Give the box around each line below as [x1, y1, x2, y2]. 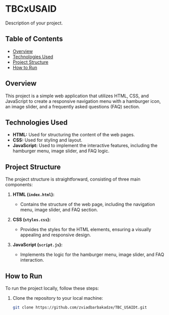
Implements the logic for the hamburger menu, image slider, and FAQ [20, 251, 164, 257]
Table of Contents [5, 35, 63, 43]
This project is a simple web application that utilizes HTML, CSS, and [5, 93, 149, 99]
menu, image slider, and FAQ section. [20, 207, 98, 213]
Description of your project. [5, 20, 63, 26]
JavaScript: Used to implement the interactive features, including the [12, 142, 158, 149]
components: [5, 182, 33, 188]
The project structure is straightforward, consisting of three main [5, 176, 141, 182]
